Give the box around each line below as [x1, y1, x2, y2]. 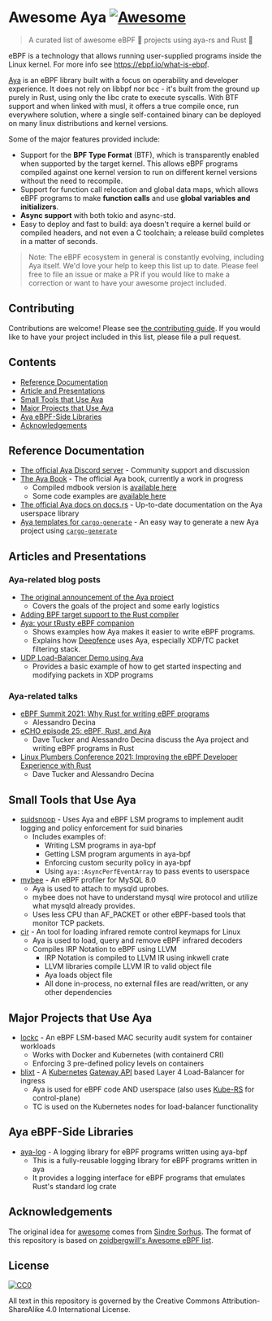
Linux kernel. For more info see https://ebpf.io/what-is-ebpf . [8, 59, 209, 69]
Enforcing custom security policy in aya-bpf [44, 858, 192, 868]
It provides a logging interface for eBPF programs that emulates [32, 1172, 246, 1183]
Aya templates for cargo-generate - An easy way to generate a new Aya [19, 517, 260, 527]
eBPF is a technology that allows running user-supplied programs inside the [8, 50, 262, 60]
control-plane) [32, 1092, 81, 1102]
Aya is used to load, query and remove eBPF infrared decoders [32, 935, 243, 945]
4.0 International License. [45, 1305, 132, 1314]
